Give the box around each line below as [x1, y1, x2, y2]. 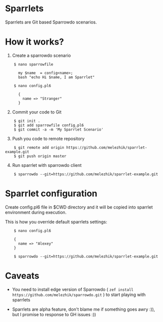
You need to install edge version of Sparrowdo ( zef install [12, 286, 134, 292]
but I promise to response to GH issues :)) [12, 311, 96, 317]
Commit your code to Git [12, 109, 62, 115]
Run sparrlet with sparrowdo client [12, 162, 82, 168]
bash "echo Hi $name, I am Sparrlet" [18, 74, 95, 80]
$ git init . [14, 118, 41, 123]
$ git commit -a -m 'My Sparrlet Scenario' [14, 127, 104, 132]
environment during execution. [5, 209, 67, 215]
